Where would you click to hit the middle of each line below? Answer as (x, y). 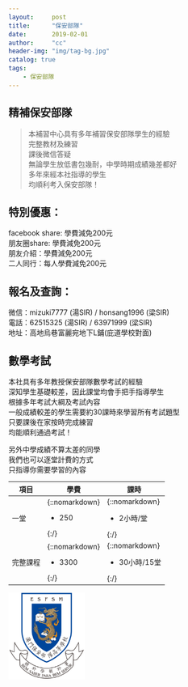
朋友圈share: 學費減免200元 (54, 244)
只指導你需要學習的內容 (47, 470)
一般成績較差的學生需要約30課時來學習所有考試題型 (94, 412)
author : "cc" (38, 43)
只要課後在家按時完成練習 (51, 422)
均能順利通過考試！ (40, 432)
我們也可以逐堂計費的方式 (51, 460)
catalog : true (32, 60)
